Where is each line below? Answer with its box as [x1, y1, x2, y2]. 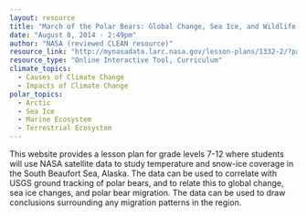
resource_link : [9, 47, 68, 57]
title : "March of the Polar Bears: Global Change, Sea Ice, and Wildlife [9, 22, 297, 31]
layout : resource [9, 13, 76, 23]
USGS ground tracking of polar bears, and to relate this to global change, [9, 178, 284, 188]
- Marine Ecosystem [17, 115, 92, 124]
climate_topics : [9, 65, 71, 74]
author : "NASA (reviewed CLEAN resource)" [9, 38, 174, 48]
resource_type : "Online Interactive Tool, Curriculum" [9, 56, 223, 65]
